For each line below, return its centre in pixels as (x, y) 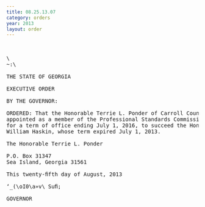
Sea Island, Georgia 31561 (47, 162)
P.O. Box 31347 (29, 156)
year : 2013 (20, 23)
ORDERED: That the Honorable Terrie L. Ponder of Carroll (95, 113)
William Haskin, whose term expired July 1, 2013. (84, 132)
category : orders (28, 18)
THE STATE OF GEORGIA (39, 77)
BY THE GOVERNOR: (32, 101)
